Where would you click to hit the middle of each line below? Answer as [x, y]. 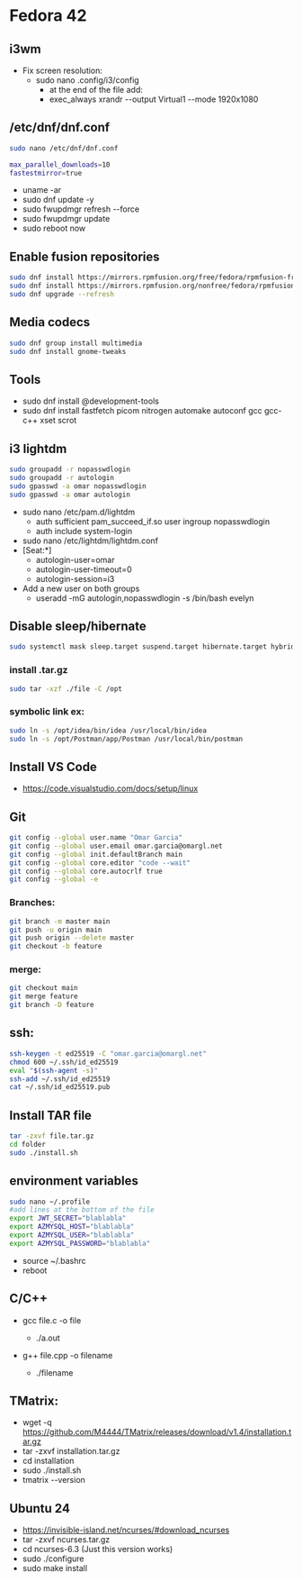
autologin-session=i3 [75, 578]
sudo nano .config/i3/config [87, 80]
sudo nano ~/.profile [50, 1202]
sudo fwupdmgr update [66, 219]
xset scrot [58, 421]
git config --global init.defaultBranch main [96, 854]
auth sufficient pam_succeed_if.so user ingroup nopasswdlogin [153, 521]
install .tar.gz [39, 670]
